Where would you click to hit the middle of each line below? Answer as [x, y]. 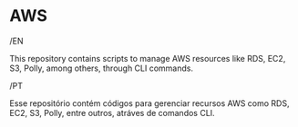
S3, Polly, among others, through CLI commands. [102, 68]
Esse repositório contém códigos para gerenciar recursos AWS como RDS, [149, 103]
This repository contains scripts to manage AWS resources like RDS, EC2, [148, 58]
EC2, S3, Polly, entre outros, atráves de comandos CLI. [113, 112]
